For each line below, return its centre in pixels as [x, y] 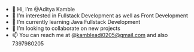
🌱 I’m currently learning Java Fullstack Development [76, 22]
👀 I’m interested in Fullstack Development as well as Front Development [100, 16]
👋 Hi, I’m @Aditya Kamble [43, 9]
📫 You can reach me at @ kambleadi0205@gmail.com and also [90, 35]
